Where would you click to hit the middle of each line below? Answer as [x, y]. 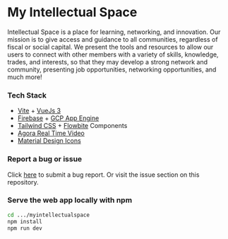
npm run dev [25, 228]
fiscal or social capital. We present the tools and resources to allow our [110, 47]
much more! [25, 77]
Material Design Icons [49, 141]
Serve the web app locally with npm [70, 200]
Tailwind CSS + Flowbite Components [72, 126]
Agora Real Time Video [51, 133]
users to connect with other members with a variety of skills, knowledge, [113, 54]
